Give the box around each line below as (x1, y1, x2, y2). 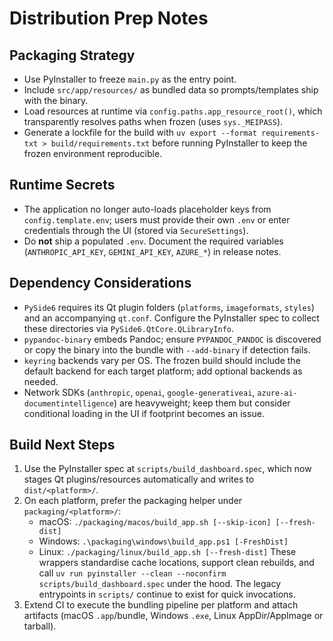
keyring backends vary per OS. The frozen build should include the (23, 354, 301, 366)
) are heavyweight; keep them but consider (113, 397, 291, 409)
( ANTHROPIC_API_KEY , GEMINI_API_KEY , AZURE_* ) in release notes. (23, 245, 282, 257)
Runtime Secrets (9, 177, 116, 194)
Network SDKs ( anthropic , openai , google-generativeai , (23, 386, 256, 398)
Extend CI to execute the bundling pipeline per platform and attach (23, 599, 299, 611)
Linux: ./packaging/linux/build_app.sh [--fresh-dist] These (38, 546, 297, 558)
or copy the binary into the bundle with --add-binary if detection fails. (23, 343, 311, 356)
